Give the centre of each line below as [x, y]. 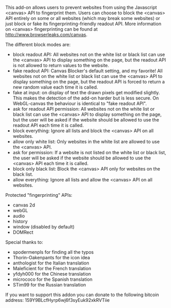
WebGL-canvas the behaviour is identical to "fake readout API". [80, 104]
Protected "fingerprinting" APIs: [39, 195]
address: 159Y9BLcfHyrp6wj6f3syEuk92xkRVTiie [58, 300]
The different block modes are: [38, 45]
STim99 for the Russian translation [49, 285]
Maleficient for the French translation [52, 268]
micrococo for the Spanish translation [53, 279]
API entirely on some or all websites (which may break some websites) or [83, 18]
